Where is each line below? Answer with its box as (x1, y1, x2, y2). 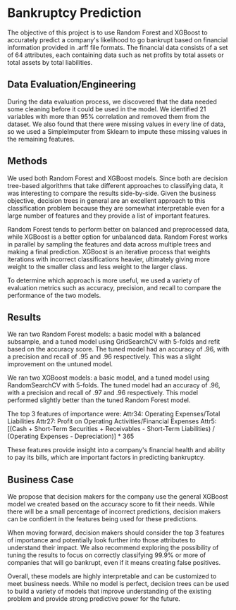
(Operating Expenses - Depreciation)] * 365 (7, 432, 135, 441)
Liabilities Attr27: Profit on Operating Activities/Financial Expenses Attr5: (7, 417, 217, 425)
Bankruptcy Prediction (7, 5, 142, 21)
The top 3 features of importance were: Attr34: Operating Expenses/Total (7, 410, 221, 418)
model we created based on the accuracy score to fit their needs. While (7, 500, 216, 509)
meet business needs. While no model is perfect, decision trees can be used (7, 580, 230, 588)
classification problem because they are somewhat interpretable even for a (7, 204, 225, 212)
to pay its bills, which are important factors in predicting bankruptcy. (7, 453, 206, 462)
